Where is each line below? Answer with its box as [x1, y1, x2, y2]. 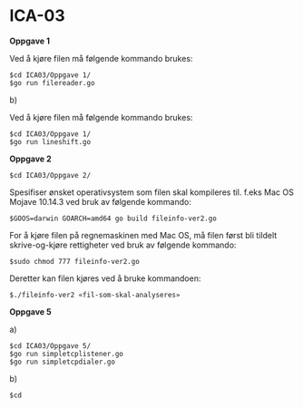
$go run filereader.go [9, 78, 95, 87]
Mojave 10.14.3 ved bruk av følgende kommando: [9, 196, 192, 207]
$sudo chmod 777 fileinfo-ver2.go [9, 257, 141, 266]
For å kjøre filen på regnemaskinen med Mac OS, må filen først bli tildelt [9, 229, 278, 240]
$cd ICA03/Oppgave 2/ [9, 170, 92, 180]
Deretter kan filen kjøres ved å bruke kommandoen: [9, 273, 201, 284]
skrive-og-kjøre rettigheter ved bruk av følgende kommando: [9, 239, 237, 250]
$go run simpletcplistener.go [9, 349, 124, 358]
